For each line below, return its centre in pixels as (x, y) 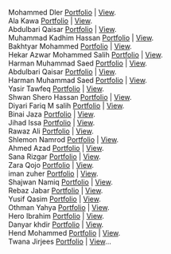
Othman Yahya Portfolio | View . (59, 207)
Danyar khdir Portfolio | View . (56, 224)
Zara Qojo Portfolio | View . (51, 165)
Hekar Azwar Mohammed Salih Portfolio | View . (85, 55)
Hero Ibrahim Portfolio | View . (56, 216)
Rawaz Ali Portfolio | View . (51, 131)
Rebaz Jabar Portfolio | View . (56, 190)
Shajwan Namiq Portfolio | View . (60, 182)
